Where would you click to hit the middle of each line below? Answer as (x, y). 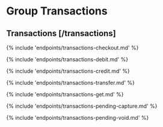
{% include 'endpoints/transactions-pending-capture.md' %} (82, 106)
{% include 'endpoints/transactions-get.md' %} (65, 94)
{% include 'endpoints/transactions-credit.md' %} (68, 71)
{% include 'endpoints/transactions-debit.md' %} (67, 59)
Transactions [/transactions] (61, 33)
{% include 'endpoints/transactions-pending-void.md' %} (78, 118)
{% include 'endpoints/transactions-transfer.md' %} (71, 83)
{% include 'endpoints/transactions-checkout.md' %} (72, 48)
